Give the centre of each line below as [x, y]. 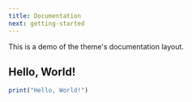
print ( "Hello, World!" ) [49, 91]
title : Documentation [45, 16]
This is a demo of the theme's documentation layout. [96, 46]
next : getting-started [47, 23]
